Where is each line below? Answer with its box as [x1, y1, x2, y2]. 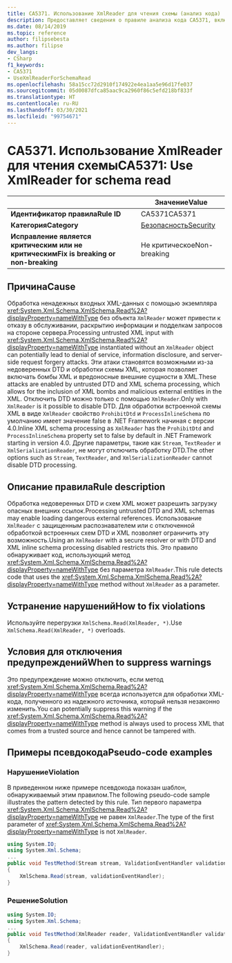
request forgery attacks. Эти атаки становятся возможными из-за [20, 358, 214, 367]
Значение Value [154, 197, 208, 207]
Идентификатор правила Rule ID [10, 209, 122, 219]
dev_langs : [7, 49, 39, 56]
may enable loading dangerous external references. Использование [7, 514, 202, 522]
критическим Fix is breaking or [10, 248, 116, 258]
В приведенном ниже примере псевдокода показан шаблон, [7, 783, 187, 791]
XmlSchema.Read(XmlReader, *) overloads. [7, 626, 126, 634]
